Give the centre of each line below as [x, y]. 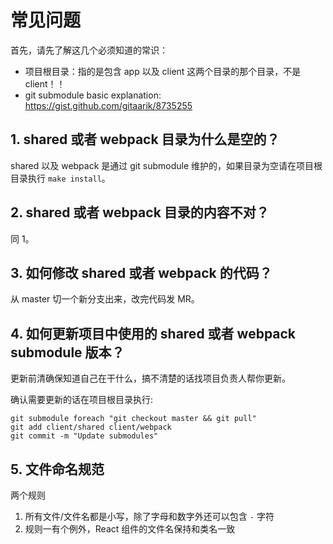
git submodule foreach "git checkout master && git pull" [133, 419]
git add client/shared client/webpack [91, 427]
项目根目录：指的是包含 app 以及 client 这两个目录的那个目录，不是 [163, 71]
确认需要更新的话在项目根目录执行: [82, 400]
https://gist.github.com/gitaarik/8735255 [108, 105]
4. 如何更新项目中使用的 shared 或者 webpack [153, 333]
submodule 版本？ [67, 352]
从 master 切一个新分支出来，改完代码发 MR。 [105, 299]
